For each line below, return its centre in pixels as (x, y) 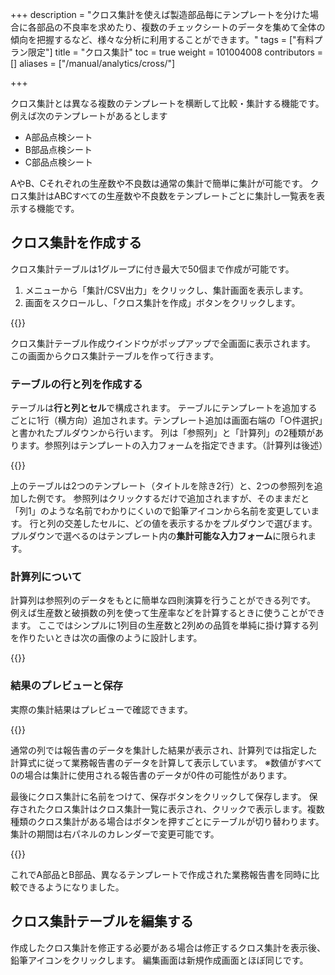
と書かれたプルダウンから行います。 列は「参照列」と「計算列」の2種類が (163, 433)
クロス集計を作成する (76, 243)
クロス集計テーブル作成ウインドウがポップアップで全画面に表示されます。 (163, 343)
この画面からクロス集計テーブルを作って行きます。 (115, 355)
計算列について (46, 577)
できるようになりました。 (71, 887)
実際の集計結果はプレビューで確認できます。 (101, 709)
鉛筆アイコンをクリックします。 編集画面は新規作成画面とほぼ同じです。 (159, 960)
